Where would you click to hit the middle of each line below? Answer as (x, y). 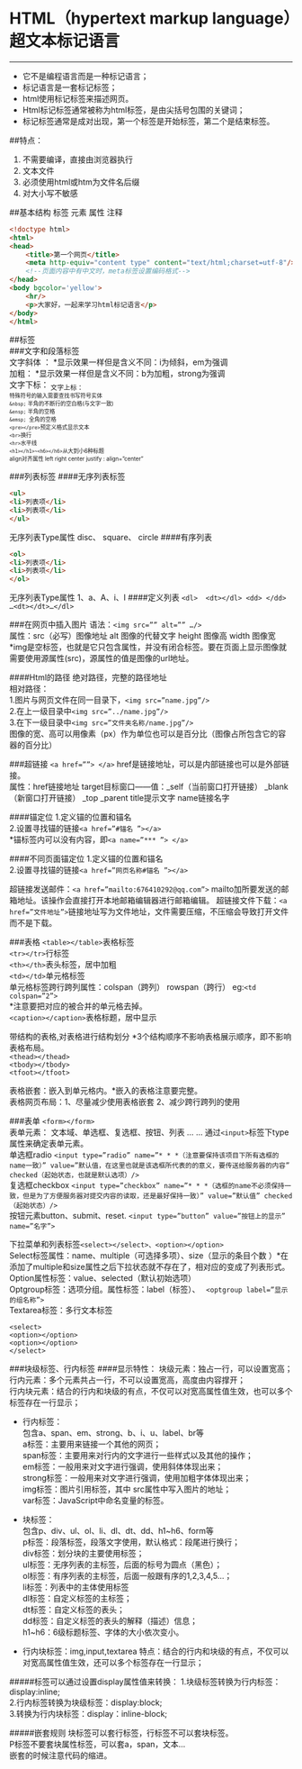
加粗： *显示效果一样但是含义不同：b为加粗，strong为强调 (117, 374)
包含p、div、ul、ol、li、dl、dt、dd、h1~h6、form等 (118, 1531)
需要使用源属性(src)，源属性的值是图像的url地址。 (102, 658)
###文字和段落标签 (44, 351)
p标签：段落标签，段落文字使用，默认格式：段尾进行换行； (131, 1542)
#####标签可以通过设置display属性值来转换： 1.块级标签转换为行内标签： (145, 1682)
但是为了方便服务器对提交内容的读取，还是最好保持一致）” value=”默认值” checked (157, 1196)
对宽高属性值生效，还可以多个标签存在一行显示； (113, 1663)
